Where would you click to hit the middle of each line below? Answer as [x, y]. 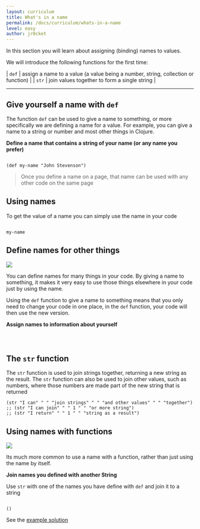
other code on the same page [57, 183]
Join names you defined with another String [62, 475]
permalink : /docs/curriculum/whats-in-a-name [63, 23]
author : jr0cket [26, 34]
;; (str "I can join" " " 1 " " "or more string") [70, 408]
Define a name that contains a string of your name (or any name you [92, 143]
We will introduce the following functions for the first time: [77, 63]
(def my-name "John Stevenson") [46, 165]
